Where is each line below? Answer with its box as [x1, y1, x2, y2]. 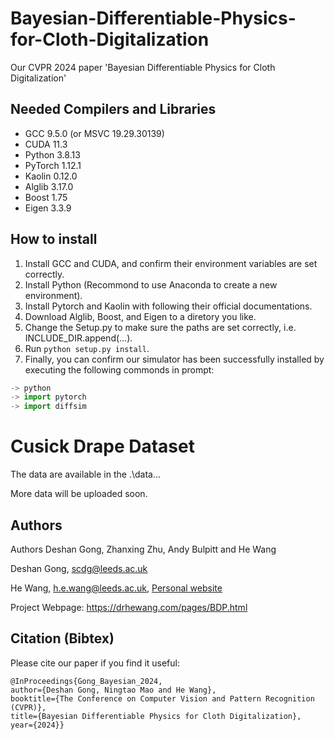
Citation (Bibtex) [10, 630, 115, 647]
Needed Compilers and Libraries [10, 101, 217, 118]
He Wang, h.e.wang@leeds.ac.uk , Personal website [10, 582, 223, 594]
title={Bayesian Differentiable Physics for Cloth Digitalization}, [10, 711, 302, 721]
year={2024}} [10, 720, 65, 730]
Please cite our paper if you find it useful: [10, 657, 180, 669]
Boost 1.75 [24, 191, 68, 203]
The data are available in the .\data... [10, 468, 161, 481]
